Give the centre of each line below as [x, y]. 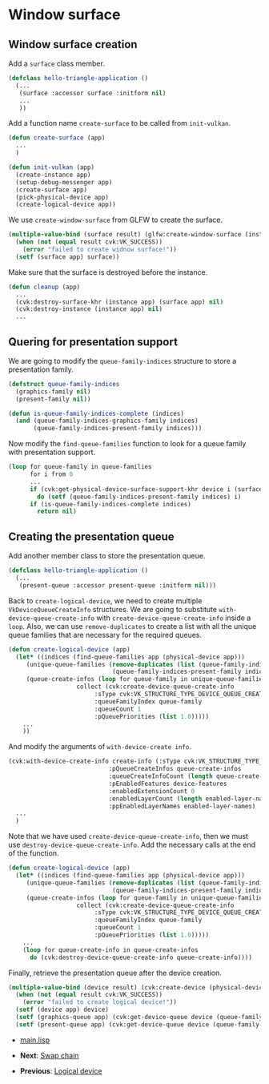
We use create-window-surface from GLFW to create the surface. [116, 220]
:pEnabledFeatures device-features [168, 784]
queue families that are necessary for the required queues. [105, 635]
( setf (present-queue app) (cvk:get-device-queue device [112, 1024]
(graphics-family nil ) [53, 391]
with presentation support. [52, 452]
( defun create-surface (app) [57, 138]
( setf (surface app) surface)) [68, 257]
